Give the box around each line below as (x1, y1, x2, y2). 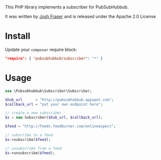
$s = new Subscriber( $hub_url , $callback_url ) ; (5, 115, 103, 120)
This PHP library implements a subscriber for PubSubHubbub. (5, 4, 129, 10)
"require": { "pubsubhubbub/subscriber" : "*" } (5, 56, 103, 61)
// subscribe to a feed (5, 133, 53, 138)
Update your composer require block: (5, 46, 78, 53)
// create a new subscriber (5, 110, 62, 116)
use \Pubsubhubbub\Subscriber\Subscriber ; (5, 89, 92, 93)
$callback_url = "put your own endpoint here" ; (5, 102, 103, 107)
